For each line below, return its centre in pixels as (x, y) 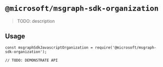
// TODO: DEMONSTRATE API (31, 60)
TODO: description (36, 21)
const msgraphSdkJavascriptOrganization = (49, 48)
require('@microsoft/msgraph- (126, 48)
